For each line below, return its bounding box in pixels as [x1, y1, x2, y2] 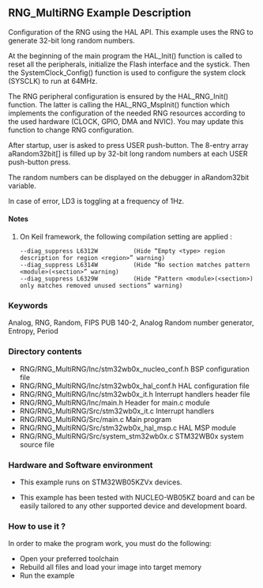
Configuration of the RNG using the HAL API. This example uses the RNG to [8, 27, 254, 36]
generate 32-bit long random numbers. [8, 36, 136, 45]
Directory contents [8, 346, 83, 357]
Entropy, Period [8, 326, 59, 336]
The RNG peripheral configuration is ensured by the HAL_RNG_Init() [8, 91, 229, 101]
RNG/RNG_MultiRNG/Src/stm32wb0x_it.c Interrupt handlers [19, 406, 215, 416]
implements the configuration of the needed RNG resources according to [8, 108, 246, 118]
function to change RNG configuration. [8, 125, 134, 134]
